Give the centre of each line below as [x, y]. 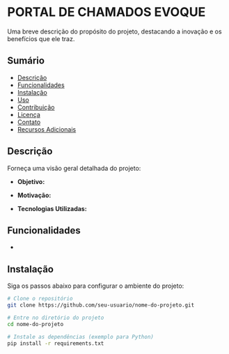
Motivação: [34, 195]
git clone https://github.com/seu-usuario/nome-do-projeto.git [101, 305]
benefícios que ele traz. [41, 38]
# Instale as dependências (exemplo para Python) [81, 337]
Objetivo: [31, 181]
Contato [29, 122]
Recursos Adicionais [47, 129]
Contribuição [36, 107]
